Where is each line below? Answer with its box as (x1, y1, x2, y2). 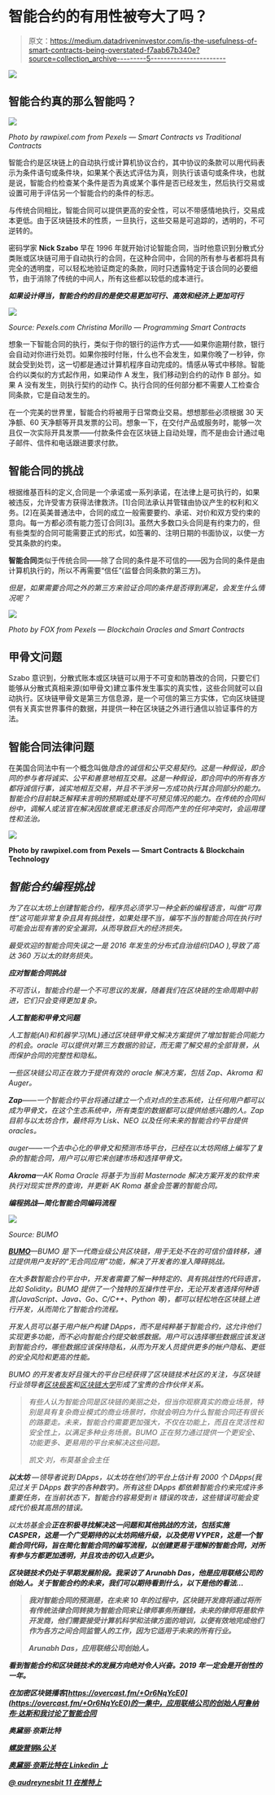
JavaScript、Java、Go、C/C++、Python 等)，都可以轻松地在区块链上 (18, 1294, 253, 1303)
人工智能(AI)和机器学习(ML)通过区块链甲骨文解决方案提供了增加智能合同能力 (8, 1031, 264, 1040)
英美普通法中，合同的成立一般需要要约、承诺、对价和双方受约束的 (39, 507, 260, 517)
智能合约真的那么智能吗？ (8, 94, 137, 108)
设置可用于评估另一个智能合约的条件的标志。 (8, 188, 159, 198)
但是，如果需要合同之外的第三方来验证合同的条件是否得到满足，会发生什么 (8, 583, 258, 593)
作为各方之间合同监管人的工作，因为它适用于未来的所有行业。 (28, 1626, 236, 1635)
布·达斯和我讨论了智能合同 (8, 1709, 97, 1718)
